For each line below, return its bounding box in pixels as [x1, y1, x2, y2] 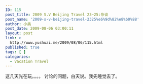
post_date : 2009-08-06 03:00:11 [5, 26, 74, 31]
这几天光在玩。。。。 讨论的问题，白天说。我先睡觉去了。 [5, 73, 120, 79]
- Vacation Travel [10, 59, 49, 64]
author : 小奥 [5, 21, 31, 27]
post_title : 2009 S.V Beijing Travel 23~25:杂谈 [5, 12, 109, 17]
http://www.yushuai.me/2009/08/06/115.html [10, 40, 103, 45]
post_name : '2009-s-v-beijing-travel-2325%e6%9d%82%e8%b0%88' [5, 17, 139, 22]
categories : [5, 54, 30, 59]
